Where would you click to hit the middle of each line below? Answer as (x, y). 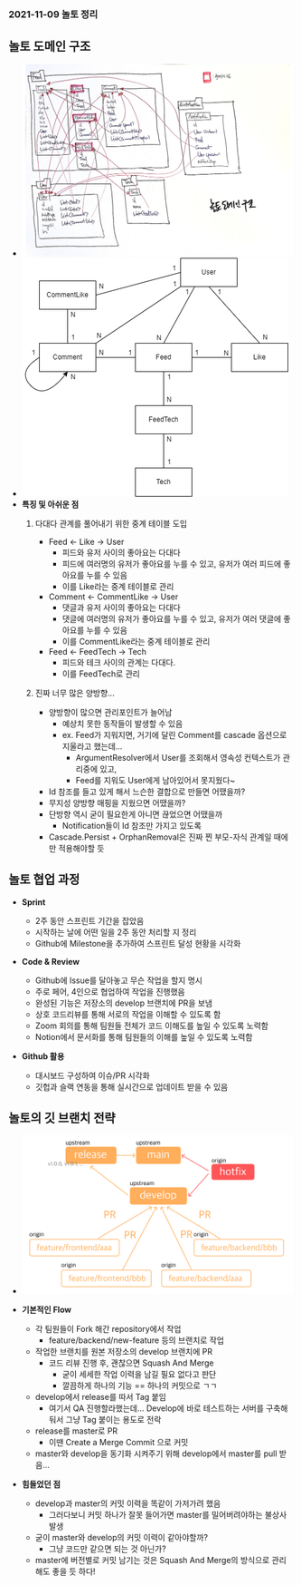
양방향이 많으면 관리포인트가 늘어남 (110, 712)
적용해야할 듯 (81, 848)
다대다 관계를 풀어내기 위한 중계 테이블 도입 (111, 523)
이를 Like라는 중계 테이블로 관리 (118, 586)
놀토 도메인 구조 (50, 47)
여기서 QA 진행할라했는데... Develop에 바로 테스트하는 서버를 (156, 1408)
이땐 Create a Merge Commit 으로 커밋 (118, 1443)
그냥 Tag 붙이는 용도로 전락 (113, 1420)
